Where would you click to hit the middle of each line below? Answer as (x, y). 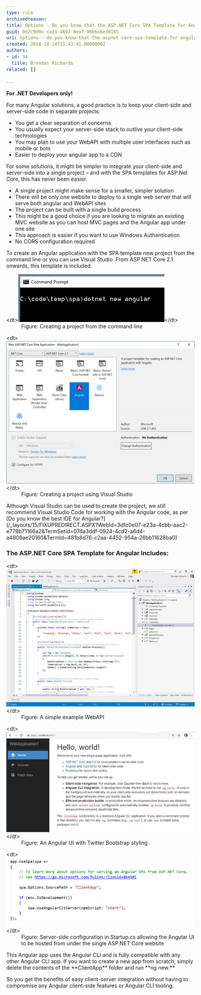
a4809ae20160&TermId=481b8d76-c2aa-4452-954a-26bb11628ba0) (92, 538)
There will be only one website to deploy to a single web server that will (103, 197)
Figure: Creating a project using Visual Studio (77, 494)
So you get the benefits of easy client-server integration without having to (97, 979)
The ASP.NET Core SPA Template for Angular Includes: (88, 553)
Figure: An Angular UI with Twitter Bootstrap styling (84, 843)
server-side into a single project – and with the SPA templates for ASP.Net (97, 173)
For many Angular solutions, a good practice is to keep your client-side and (99, 105)
